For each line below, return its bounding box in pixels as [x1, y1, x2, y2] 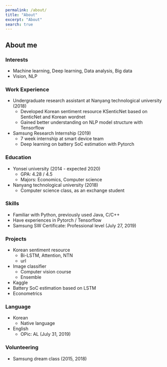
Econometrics [12, 290, 43, 297]
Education [5, 154, 32, 161]
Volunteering [5, 344, 39, 351]
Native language [20, 320, 55, 327]
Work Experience [5, 85, 50, 93]
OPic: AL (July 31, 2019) [20, 331, 71, 337]
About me [5, 40, 37, 49]
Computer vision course [20, 269, 72, 275]
